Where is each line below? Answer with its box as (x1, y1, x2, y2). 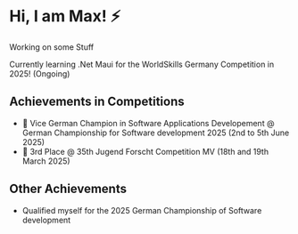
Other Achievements (9, 182, 128, 197)
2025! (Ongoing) (9, 68, 70, 79)
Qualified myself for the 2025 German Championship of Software (21, 205, 262, 215)
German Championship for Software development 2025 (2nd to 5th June (21, 127, 290, 138)
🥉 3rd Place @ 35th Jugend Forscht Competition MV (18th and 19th (21, 146, 269, 157)
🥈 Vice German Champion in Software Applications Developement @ (21, 117, 275, 128)
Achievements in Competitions (9, 94, 185, 109)
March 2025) (21, 156, 70, 166)
